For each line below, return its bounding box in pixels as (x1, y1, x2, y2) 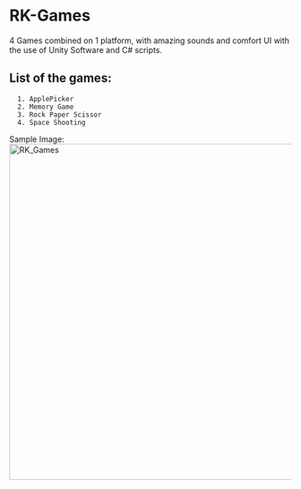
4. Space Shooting (17, 118, 87, 127)
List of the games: (9, 71, 112, 86)
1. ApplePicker (17, 94, 74, 103)
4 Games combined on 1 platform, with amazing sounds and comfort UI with (9, 35, 289, 46)
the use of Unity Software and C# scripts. (9, 44, 163, 55)
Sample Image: (9, 134, 64, 144)
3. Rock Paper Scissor (17, 109, 102, 119)
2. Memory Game (17, 102, 74, 111)
